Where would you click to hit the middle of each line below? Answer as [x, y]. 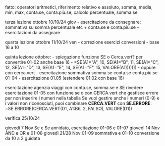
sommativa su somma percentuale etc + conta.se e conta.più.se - [72, 27]
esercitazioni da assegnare [33, 32]
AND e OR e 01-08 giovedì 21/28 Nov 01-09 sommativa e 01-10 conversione [82, 133]
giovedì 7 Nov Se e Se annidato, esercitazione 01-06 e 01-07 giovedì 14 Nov [82, 128]
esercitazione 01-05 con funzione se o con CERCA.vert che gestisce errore [82, 93]
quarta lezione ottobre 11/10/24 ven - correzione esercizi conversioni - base [82, 42]
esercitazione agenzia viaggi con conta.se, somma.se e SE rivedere [74, 88]
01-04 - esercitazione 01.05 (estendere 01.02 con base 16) [65, 78]
